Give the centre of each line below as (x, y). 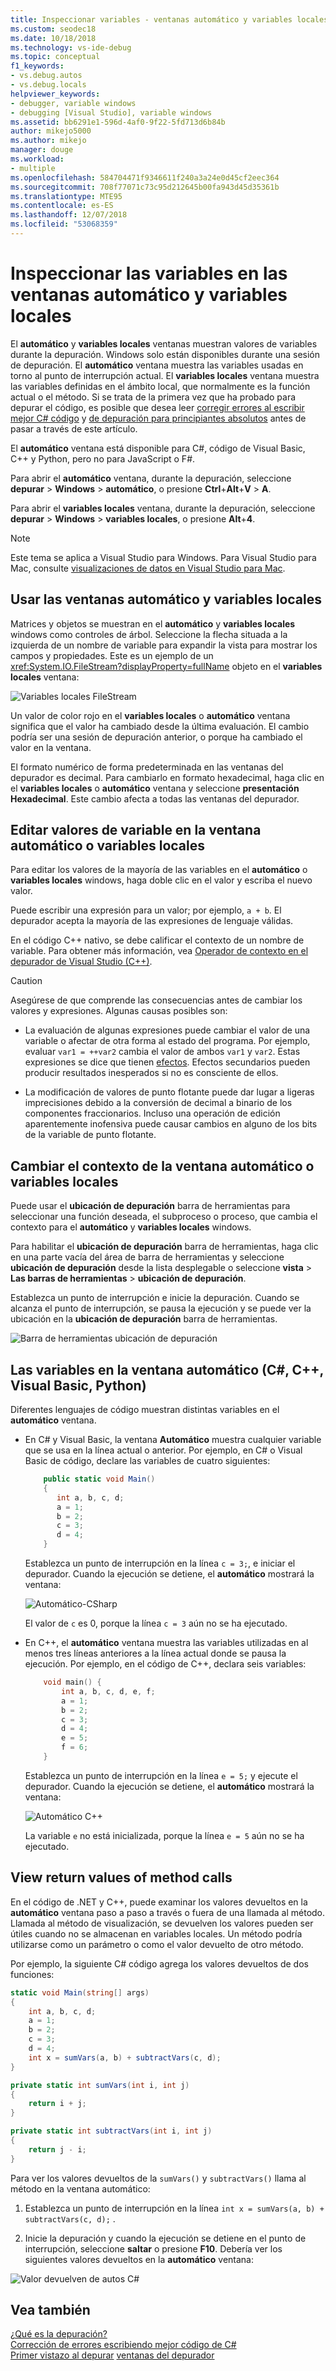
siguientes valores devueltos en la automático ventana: (139, 2259)
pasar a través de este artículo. (74, 428)
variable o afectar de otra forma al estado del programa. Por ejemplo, (167, 1041)
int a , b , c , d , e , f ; (108, 1691)
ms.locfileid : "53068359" (64, 224)
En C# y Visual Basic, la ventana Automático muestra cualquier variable (173, 1440)
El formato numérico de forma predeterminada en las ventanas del (147, 767)
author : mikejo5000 (51, 131)
